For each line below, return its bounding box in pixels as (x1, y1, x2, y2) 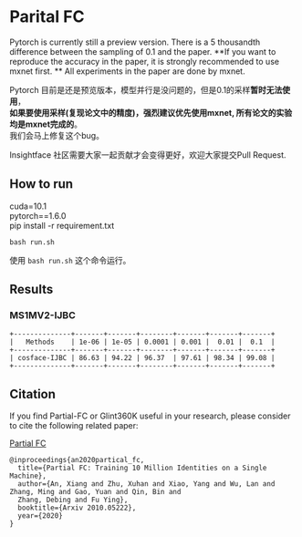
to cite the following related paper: (9, 420, 139, 431)
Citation (9, 386, 57, 402)
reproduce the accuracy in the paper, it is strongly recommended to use (9, 56, 280, 67)
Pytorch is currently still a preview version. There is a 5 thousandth (9, 36, 261, 47)
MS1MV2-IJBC (9, 309, 76, 322)
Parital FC (9, 6, 85, 27)
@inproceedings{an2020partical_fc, (9, 456, 145, 465)
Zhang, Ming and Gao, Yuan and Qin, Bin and (9, 488, 182, 497)
